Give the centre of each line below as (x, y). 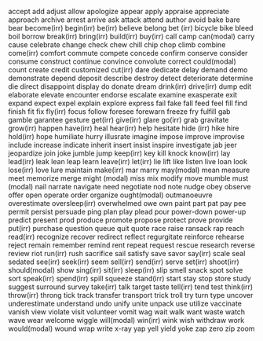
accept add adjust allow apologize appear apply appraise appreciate (119, 11)
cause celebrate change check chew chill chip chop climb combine (117, 45)
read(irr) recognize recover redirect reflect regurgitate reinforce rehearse (126, 236)
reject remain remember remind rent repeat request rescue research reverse (131, 245)
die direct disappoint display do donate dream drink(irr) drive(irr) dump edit (130, 86)
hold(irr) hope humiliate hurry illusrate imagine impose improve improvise (126, 136)
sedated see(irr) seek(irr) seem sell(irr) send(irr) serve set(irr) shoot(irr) (124, 262)
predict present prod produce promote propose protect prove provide (121, 220)
